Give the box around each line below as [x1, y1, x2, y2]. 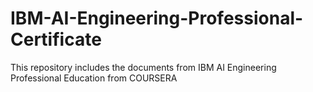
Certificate [10, 28, 102, 51]
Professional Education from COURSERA [10, 72, 178, 84]
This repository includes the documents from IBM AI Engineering [10, 61, 277, 73]
